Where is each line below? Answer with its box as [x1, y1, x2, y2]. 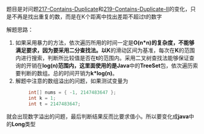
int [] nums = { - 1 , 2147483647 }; [28, 89, 116, 95]
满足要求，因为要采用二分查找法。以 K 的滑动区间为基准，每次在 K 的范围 [15, 47, 195, 54]
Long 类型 [12, 120, 36, 127]
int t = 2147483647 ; [28, 100, 81, 107]
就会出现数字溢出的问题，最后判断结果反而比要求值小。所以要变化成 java [6, 113, 189, 120]
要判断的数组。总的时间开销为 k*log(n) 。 [15, 70, 118, 76]
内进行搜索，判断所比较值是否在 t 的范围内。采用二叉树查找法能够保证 [15, 54, 189, 61]
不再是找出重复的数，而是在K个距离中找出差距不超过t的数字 [11, 13, 162, 20]
